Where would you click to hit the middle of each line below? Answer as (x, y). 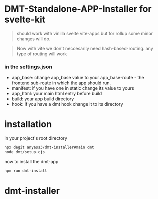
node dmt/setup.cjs (25, 152)
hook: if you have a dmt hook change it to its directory (67, 104)
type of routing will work (42, 54)
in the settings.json (29, 67)
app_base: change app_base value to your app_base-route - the (78, 78)
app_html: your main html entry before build (57, 94)
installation (28, 124)
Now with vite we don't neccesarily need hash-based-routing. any (85, 48)
